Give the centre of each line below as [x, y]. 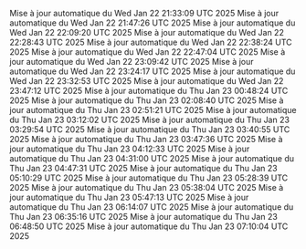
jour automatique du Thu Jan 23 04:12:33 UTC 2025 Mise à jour [130, 149]
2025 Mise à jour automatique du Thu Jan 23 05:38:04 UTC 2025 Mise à [147, 187]
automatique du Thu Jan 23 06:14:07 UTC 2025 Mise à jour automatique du [152, 207]
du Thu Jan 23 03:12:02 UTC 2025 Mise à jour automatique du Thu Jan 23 [150, 119]
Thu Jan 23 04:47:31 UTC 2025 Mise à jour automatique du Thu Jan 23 [143, 168]
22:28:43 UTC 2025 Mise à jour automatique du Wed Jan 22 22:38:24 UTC [151, 42]
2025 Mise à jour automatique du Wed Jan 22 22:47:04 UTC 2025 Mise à [148, 52]
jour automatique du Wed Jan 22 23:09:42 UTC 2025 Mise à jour [132, 62]
